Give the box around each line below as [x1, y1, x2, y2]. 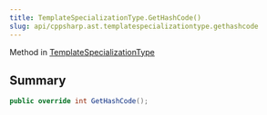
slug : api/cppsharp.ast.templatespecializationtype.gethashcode [9, 22, 259, 31]
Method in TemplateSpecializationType [9, 46, 155, 57]
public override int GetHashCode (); [9, 97, 149, 106]
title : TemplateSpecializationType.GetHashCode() [9, 13, 202, 23]
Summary [9, 72, 67, 88]
